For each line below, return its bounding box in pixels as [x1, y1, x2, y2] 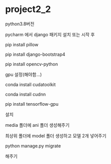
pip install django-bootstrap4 [5, 51, 65, 57]
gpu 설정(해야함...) [5, 71, 42, 77]
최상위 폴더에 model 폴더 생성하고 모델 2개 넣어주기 [5, 132, 106, 139]
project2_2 [5, 4, 51, 15]
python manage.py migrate [5, 142, 61, 149]
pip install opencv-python [5, 61, 58, 67]
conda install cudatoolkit [5, 81, 56, 88]
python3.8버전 [5, 21, 35, 27]
